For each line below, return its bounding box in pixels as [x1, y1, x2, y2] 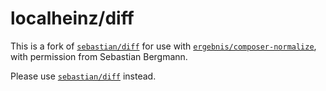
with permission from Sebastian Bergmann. [10, 50, 188, 62]
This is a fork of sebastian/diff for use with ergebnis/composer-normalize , [10, 40, 317, 52]
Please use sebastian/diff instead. [10, 70, 157, 82]
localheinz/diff [10, 7, 135, 30]
